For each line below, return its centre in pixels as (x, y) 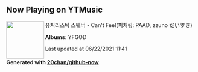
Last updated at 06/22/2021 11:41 (86, 49)
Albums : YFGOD (66, 37)
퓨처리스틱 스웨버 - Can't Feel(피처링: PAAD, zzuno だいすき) (119, 25)
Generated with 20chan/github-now (53, 62)
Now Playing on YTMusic (55, 10)
